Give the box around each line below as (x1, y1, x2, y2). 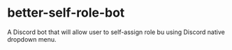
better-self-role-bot (7, 5, 125, 21)
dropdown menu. (7, 35, 57, 43)
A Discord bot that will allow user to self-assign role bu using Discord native (7, 28, 225, 36)
